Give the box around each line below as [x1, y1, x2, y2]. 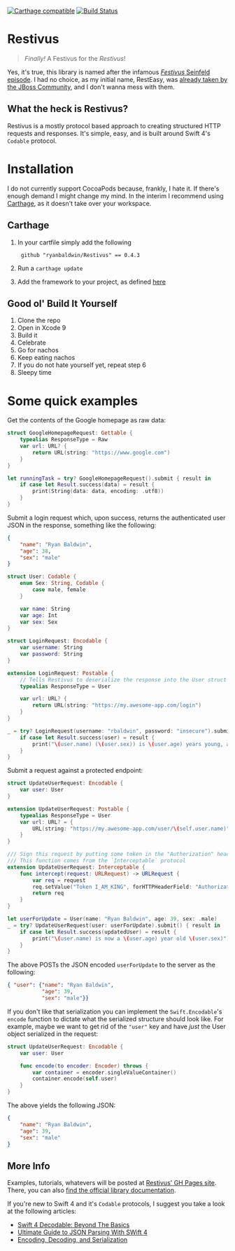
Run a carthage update [17, 263, 83, 272]
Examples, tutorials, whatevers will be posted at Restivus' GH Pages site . [7, 1179, 217, 1187]
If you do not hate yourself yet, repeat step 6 [17, 361, 147, 369]
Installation [7, 161, 74, 177]
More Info [7, 1160, 50, 1172]
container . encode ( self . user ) [32, 1075, 117, 1082]
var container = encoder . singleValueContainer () [32, 1069, 177, 1076]
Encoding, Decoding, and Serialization [17, 1236, 128, 1244]
